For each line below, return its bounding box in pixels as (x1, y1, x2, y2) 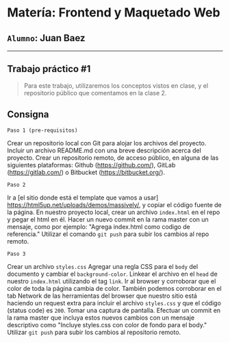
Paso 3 (7, 250, 26, 257)
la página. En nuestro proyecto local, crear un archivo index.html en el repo (7, 208, 220, 216)
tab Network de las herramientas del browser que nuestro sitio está (7, 292, 197, 300)
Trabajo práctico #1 (7, 63, 91, 75)
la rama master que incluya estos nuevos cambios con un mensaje (7, 314, 195, 322)
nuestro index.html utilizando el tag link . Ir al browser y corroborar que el (7, 276, 216, 285)
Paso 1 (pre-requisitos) (7, 127, 78, 134)
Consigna (7, 108, 49, 121)
